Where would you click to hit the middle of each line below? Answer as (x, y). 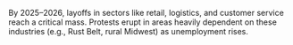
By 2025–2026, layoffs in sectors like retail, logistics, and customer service (146, 13)
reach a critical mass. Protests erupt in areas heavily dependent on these (143, 22)
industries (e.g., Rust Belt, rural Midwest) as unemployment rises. (129, 31)
